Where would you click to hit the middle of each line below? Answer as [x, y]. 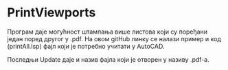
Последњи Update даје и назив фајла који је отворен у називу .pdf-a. [108, 59]
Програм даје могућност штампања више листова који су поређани [107, 32]
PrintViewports [52, 13]
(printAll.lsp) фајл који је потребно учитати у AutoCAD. [86, 46]
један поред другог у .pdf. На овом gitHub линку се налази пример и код [114, 38]
